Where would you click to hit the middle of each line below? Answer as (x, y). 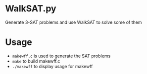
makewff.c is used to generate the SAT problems (61, 56)
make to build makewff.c (36, 61)
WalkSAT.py (31, 9)
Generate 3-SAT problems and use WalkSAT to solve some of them (73, 22)
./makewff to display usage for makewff (52, 66)
